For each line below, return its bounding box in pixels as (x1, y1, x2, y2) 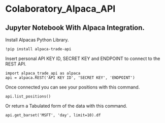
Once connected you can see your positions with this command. (5, 84, 140, 90)
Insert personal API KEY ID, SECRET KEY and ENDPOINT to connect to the (5, 55, 160, 61)
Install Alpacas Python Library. (5, 37, 69, 43)
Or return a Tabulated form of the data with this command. (5, 103, 127, 109)
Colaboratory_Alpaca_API (5, 3, 116, 15)
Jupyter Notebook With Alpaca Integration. (5, 23, 145, 32)
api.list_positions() (5, 94, 51, 99)
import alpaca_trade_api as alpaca (5, 71, 81, 76)
